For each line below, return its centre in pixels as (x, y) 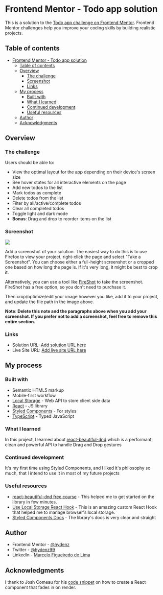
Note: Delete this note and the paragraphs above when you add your (76, 311)
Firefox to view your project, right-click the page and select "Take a (73, 257)
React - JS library (30, 405)
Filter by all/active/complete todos (47, 203)
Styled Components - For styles (44, 411)
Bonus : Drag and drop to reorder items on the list (62, 219)
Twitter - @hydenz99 (34, 550)
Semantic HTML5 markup (38, 390)
